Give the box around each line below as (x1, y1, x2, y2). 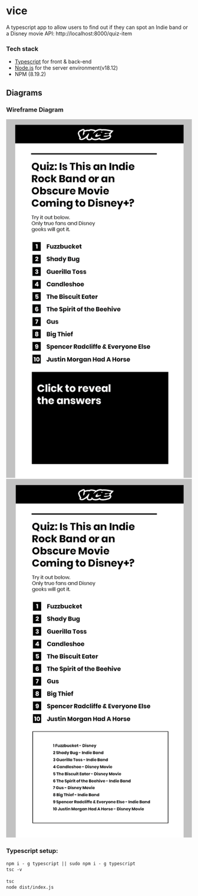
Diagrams (6, 87, 42, 98)
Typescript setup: (6, 846, 58, 855)
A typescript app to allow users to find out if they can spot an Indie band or (6, 24, 189, 31)
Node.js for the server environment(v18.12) (14, 64, 118, 71)
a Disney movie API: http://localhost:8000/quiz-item (6, 30, 133, 37)
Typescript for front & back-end (14, 58, 92, 66)
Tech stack (6, 44, 38, 53)
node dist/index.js (6, 884, 54, 891)
